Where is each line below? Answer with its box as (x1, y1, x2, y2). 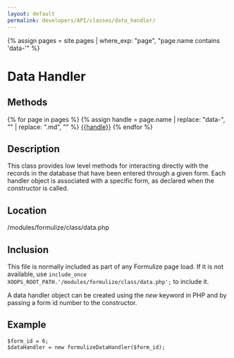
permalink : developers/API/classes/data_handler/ (7, 17, 156, 24)
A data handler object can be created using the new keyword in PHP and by (7, 290, 227, 300)
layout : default (7, 10, 55, 18)
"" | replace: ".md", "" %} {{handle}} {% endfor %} (7, 123, 153, 131)
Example (7, 319, 47, 331)
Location (7, 204, 47, 216)
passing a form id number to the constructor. (7, 298, 137, 307)
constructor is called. (7, 184, 69, 192)
